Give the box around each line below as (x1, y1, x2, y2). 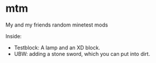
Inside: (5, 32, 22, 39)
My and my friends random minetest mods (5, 21, 108, 28)
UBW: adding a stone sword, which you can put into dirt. (13, 50, 151, 57)
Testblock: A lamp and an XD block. (13, 44, 100, 51)
